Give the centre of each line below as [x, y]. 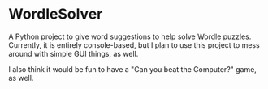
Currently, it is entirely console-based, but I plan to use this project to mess [134, 44]
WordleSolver [56, 14]
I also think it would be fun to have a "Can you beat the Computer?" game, [133, 69]
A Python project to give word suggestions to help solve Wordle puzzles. [130, 36]
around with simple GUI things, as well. [73, 53]
